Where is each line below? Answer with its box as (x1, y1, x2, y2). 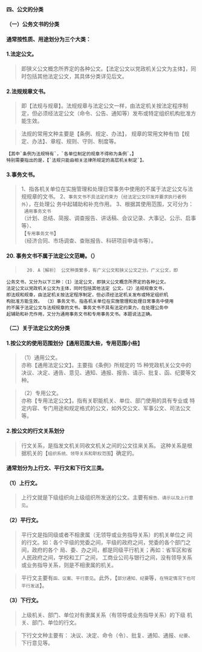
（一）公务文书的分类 (6, 21, 59, 28)
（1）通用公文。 (21, 354, 61, 361)
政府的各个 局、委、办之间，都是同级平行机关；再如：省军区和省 (31, 546, 192, 553)
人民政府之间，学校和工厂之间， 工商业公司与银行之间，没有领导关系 (21, 553, 192, 561)
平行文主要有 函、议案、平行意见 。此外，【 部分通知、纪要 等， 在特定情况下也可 (21, 574, 196, 581)
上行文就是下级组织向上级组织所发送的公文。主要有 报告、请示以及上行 (21, 494, 189, 501)
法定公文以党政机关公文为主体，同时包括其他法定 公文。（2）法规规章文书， (6, 285, 168, 292)
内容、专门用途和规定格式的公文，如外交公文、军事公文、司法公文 (26, 405, 191, 412)
